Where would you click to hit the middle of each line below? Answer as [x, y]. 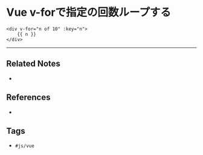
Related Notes [33, 64]
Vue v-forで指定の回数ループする [89, 12]
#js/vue [24, 146]
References [28, 97]
